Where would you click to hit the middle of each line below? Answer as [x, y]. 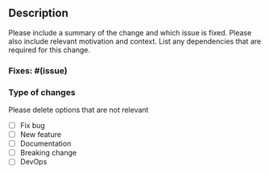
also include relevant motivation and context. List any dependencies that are [135, 41]
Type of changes [42, 92]
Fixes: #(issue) [38, 70]
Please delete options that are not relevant [79, 110]
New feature [41, 135]
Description [38, 13]
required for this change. [50, 50]
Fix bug [33, 126]
